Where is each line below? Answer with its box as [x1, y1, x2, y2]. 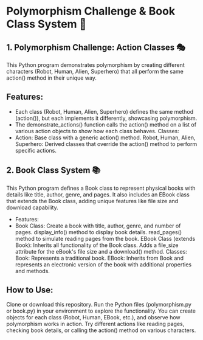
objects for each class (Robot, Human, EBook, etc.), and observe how [6, 314, 181, 321]
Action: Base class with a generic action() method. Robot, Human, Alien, [15, 134, 196, 141]
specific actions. [15, 147, 57, 154]
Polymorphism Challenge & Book [6, 4, 175, 18]
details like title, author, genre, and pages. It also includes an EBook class [6, 190, 190, 198]
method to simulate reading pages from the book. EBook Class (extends [15, 235, 196, 242]
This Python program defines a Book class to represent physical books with [6, 184, 196, 192]
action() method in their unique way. [6, 74, 97, 82]
